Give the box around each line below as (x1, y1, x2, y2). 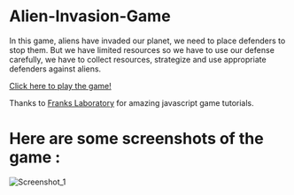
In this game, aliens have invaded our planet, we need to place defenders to (9, 35, 286, 46)
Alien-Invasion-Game (9, 6, 171, 26)
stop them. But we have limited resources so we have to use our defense (9, 44, 275, 55)
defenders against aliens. (9, 64, 102, 74)
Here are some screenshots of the (9, 129, 264, 149)
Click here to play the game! (9, 80, 112, 91)
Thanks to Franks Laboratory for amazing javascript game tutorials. (9, 97, 254, 108)
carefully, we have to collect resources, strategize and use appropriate (9, 54, 267, 64)
